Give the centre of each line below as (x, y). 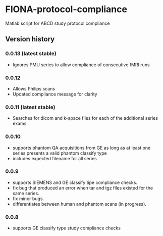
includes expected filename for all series (55, 158)
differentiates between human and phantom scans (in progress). (79, 204)
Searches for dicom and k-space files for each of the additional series (85, 118)
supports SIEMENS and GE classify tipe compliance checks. (75, 182)
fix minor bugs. (28, 199)
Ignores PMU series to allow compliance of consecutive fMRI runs (81, 65)
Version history (30, 39)
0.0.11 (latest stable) (30, 107)
